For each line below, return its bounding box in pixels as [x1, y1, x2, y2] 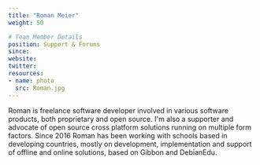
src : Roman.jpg [15, 84, 65, 92]
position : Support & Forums [8, 40, 101, 48]
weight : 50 [8, 19, 44, 27]
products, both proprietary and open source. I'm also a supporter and [8, 114, 234, 123]
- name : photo [8, 76, 55, 85]
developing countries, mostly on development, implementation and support [8, 139, 252, 148]
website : [8, 55, 37, 63]
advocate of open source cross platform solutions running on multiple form [8, 123, 252, 132]
